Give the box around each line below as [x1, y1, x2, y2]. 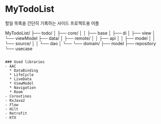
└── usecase [5, 46, 33, 51]
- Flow [5, 102, 19, 107]
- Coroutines [5, 94, 32, 99]
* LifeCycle [9, 72, 34, 77]
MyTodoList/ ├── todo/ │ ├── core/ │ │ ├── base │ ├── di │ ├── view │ [5, 30, 156, 36]
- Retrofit [5, 111, 27, 116]
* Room [9, 89, 23, 94]
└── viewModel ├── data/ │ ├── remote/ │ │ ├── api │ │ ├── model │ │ [5, 35, 156, 41]
